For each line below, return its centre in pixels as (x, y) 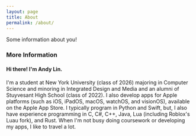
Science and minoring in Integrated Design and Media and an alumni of (93, 88)
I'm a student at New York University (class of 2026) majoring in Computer (97, 82)
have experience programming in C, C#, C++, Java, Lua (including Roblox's (98, 114)
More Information (32, 55)
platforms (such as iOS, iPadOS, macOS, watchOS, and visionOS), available (98, 101)
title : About (22, 17)
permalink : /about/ (30, 23)
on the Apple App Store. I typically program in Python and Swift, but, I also (97, 107)
